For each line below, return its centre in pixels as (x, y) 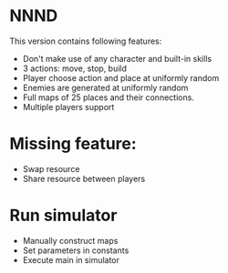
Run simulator (63, 216)
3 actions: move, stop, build (75, 68)
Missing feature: (73, 144)
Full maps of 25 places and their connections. (108, 97)
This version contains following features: (86, 41)
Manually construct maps (70, 240)
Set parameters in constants (76, 250)
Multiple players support (68, 106)
